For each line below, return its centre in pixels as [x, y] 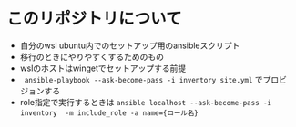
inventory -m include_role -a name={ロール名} [109, 113]
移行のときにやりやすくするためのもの [92, 56]
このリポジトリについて [94, 19]
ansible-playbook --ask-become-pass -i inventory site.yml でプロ [152, 79]
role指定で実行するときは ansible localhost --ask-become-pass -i [146, 102]
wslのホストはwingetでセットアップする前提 [103, 68]
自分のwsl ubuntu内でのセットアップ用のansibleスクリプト [130, 45]
